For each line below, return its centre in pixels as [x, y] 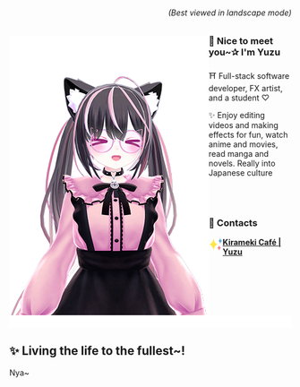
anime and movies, [244, 144]
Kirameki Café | [252, 242]
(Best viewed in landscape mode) [230, 13]
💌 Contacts [233, 222]
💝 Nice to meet [241, 41]
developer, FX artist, [246, 88]
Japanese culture [241, 172]
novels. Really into [242, 163]
